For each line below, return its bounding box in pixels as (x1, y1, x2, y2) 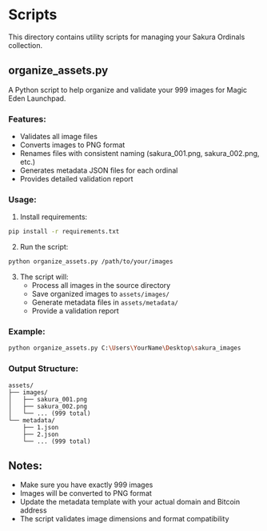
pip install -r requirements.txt (8, 228, 120, 236)
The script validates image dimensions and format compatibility (19, 514, 229, 524)
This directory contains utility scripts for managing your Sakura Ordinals (8, 32, 245, 42)
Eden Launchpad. (8, 94, 66, 103)
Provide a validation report (31, 306, 120, 316)
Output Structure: (8, 363, 78, 374)
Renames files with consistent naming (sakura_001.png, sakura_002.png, (19, 149, 260, 158)
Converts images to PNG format (19, 140, 126, 150)
